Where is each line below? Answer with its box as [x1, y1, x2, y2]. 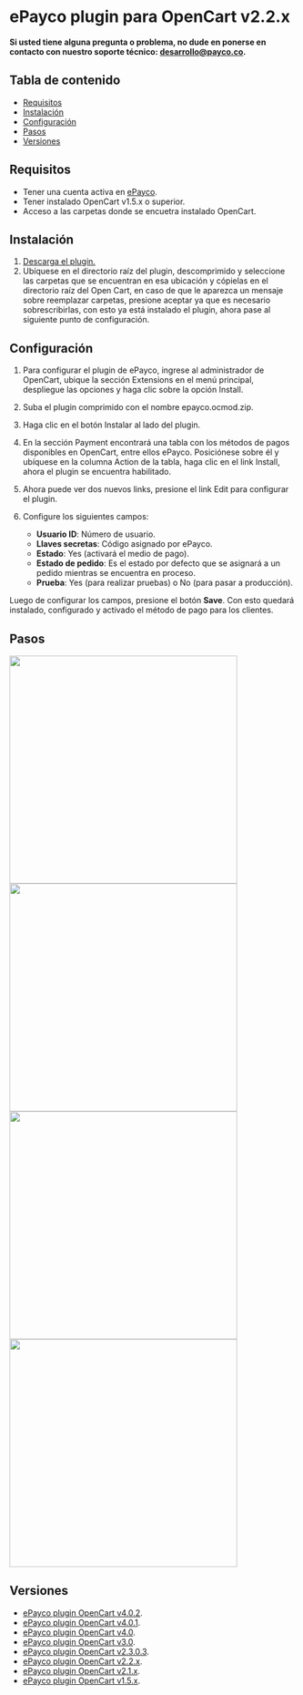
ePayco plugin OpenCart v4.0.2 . [22, 1607, 143, 1618]
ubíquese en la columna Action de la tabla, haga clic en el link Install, [22, 457, 280, 467]
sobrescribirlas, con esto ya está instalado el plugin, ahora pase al [22, 304, 271, 315]
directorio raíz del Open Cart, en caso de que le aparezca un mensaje [22, 285, 284, 296]
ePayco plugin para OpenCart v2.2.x [9, 6, 291, 27]
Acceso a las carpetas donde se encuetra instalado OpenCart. [22, 205, 257, 216]
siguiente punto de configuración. [22, 314, 150, 325]
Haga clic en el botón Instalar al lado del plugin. [22, 419, 201, 430]
